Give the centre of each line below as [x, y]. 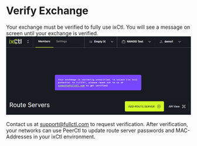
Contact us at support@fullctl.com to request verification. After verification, [97, 124]
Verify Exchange [47, 11]
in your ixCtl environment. [64, 137]
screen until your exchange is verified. [52, 33]
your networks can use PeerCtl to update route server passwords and [90, 130]
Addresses [19, 137]
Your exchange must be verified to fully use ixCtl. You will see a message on [98, 27]
